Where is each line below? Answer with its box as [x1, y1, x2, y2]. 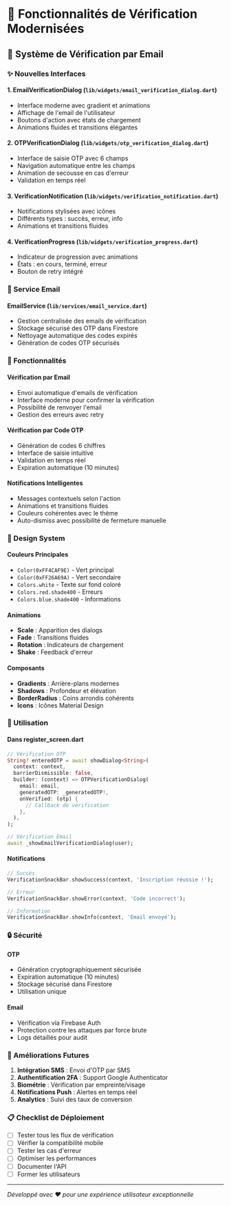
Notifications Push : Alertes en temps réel [16, 1087, 137, 1096]
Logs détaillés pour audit [16, 1033, 88, 1041]
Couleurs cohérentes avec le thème [16, 509, 118, 517]
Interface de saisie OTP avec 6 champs [16, 154, 129, 162]
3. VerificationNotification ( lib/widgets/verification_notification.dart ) [7, 192, 219, 200]
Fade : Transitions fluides [16, 633, 89, 642]
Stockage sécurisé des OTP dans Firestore [16, 324, 139, 332]
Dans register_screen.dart [7, 736, 84, 744]
